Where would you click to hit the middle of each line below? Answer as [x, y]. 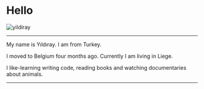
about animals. [25, 74]
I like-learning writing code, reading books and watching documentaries [97, 67]
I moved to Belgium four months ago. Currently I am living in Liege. [90, 56]
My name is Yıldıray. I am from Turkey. [54, 44]
